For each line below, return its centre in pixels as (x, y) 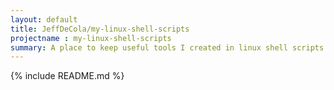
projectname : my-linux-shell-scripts (91, 38)
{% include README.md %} (67, 76)
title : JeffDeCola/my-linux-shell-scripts (100, 29)
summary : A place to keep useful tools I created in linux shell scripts (167, 47)
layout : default (44, 19)
